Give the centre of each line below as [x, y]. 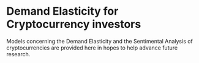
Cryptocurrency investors [74, 24]
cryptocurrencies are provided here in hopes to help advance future [92, 48]
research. [18, 54]
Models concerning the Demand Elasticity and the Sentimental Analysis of [99, 41]
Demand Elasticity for [62, 11]
